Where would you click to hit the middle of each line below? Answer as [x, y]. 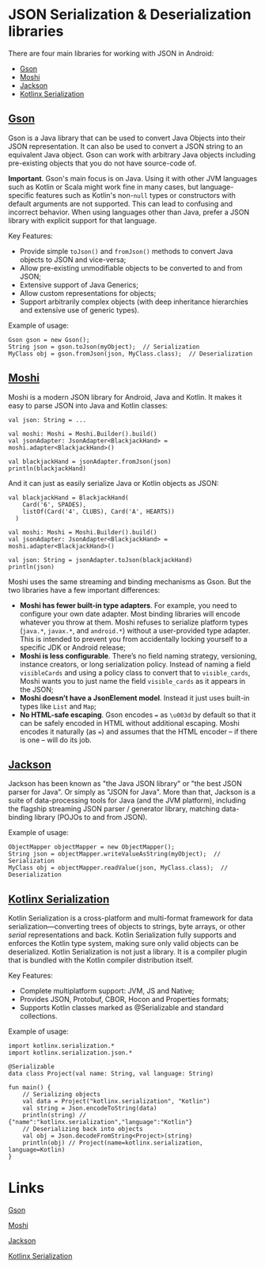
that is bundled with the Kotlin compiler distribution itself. [101, 960]
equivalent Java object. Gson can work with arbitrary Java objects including [132, 154]
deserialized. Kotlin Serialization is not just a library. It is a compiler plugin [128, 952]
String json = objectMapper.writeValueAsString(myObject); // [115, 854]
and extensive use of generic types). [79, 309]
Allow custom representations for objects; [88, 293]
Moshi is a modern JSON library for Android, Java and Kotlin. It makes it [125, 397]
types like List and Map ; [58, 706]
